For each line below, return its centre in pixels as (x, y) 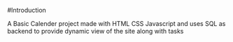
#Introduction (27, 10)
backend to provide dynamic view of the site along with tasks (96, 31)
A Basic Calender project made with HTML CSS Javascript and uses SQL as (116, 23)
